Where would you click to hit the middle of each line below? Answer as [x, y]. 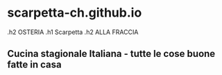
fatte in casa [35, 65]
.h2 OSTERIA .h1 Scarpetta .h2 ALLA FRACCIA [73, 32]
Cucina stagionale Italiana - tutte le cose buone [111, 54]
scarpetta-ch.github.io [75, 13]
